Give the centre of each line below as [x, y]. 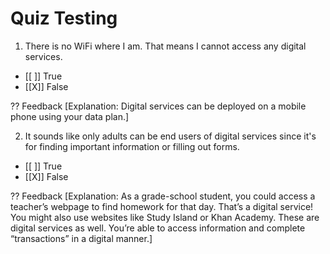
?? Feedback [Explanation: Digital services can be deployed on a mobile [158, 106]
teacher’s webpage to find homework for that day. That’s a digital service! [162, 206]
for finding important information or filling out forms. [132, 146]
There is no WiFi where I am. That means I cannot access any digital [165, 46]
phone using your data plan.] [70, 116]
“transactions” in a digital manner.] [81, 238]
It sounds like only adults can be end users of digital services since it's [170, 136]
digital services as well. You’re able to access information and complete [158, 228]
